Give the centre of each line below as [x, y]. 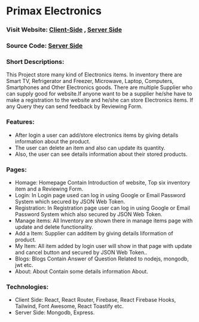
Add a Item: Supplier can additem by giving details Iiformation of [94, 233]
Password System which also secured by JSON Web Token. [88, 214]
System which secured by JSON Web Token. [70, 201]
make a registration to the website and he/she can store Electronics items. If [100, 100]
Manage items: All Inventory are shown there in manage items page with [104, 220]
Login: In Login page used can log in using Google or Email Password [100, 195]
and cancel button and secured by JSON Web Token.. [81, 252]
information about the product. [53, 141]
